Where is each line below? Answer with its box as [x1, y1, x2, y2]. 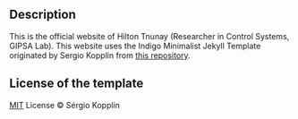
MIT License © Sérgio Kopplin [9, 99, 121, 110]
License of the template [9, 76, 144, 91]
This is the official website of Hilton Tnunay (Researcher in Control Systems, [9, 30, 290, 41]
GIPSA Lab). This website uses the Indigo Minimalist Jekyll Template [9, 40, 261, 51]
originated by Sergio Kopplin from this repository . [9, 49, 191, 61]
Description [9, 7, 76, 22]
